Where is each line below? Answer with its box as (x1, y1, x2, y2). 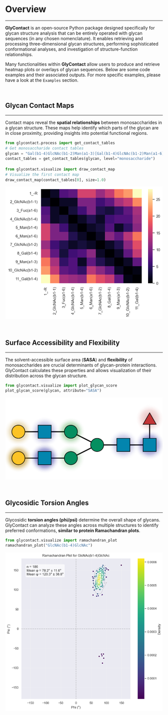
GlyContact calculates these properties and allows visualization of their (5, 367, 151, 373)
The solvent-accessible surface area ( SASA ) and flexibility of (5, 356, 133, 363)
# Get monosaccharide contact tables (5, 145, 84, 151)
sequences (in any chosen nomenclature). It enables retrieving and (5, 35, 143, 41)
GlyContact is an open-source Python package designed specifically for (5, 25, 155, 31)
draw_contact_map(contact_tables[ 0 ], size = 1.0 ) (5, 177, 106, 183)
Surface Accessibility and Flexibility (5, 338, 120, 347)
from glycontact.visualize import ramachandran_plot (5, 538, 117, 543)
